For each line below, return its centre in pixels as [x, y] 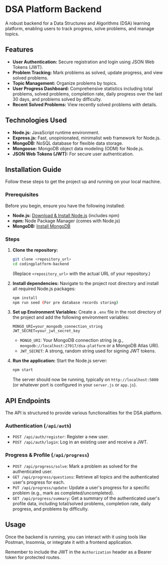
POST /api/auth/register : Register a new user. [61, 437]
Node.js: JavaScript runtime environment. [56, 132]
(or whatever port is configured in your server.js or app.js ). [74, 385]
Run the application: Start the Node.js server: [60, 361]
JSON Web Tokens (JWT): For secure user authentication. [73, 154]
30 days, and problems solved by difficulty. [57, 99]
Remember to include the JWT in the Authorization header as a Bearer [78, 552]
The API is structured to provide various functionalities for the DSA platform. [84, 413]
